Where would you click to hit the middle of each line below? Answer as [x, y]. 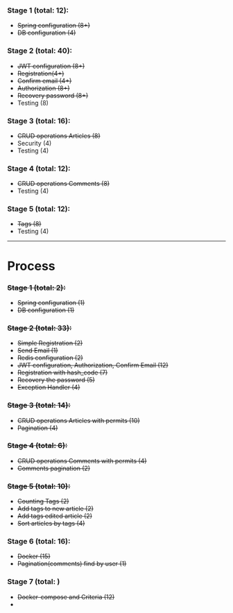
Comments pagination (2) [54, 468]
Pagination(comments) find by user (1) [72, 564]
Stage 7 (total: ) [34, 582]
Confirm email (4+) [44, 80]
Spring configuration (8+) [53, 26]
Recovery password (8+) [53, 95]
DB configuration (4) [46, 33]
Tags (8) [29, 224]
